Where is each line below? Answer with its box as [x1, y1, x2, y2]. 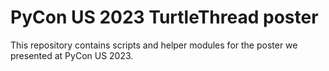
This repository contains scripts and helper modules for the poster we [10, 39, 298, 51]
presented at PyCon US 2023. [10, 49, 134, 61]
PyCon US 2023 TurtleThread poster [10, 6, 319, 29]
